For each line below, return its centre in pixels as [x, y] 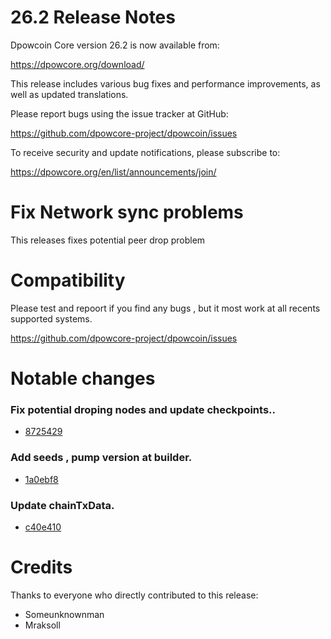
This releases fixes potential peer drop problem [108, 240]
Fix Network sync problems [127, 212]
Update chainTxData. [62, 505]
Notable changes [83, 378]
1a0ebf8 [41, 479]
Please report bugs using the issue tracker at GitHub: [119, 113]
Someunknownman [64, 614]
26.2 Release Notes [93, 17]
